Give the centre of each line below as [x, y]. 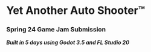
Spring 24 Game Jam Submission [56, 30]
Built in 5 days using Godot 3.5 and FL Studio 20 [68, 42]
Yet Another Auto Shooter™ [76, 11]
